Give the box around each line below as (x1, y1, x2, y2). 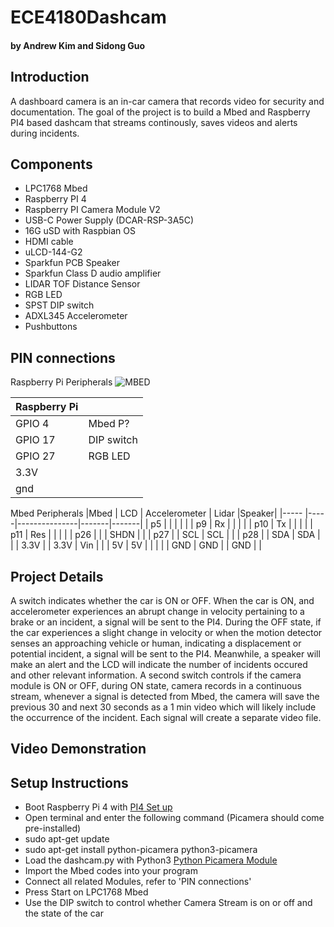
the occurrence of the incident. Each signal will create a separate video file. (10, 712, 322, 724)
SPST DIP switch (24, 299, 95, 311)
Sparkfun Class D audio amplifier (24, 267, 162, 280)
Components (10, 156, 93, 173)
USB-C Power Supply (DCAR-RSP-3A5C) (24, 214, 195, 226)
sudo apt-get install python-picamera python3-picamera (24, 844, 258, 856)
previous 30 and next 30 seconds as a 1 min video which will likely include (10, 701, 317, 713)
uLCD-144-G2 (24, 246, 83, 258)
